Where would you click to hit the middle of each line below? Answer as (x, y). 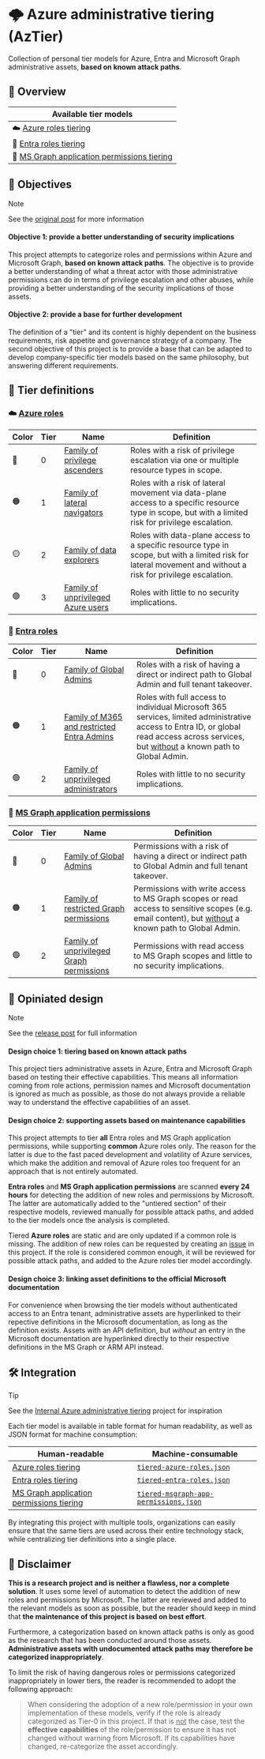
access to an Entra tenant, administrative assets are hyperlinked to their (125, 1313)
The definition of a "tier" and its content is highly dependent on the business (132, 332)
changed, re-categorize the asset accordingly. (103, 1746)
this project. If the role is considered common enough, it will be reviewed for (132, 1253)
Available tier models (92, 114)
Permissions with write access (190, 889)
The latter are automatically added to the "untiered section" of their (117, 1204)
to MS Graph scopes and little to (193, 956)
